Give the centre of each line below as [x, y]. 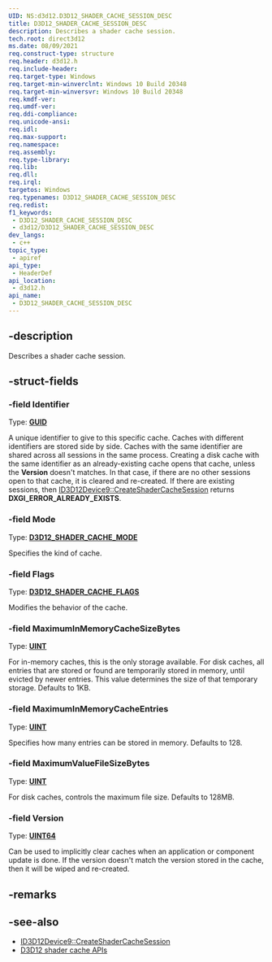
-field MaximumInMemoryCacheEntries [89, 709]
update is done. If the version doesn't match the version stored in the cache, [136, 860]
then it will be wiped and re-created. [69, 869]
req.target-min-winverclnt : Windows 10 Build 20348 [97, 84]
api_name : [25, 296]
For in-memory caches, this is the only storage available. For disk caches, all [136, 662]
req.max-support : [38, 137]
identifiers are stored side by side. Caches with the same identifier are [126, 446]
